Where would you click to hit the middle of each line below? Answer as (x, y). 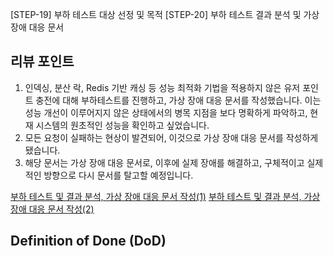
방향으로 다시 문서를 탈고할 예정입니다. (118, 175)
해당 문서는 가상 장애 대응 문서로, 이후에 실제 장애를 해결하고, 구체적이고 (164, 162)
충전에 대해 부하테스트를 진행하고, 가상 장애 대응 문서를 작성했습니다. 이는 (178, 100)
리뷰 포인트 (42, 61)
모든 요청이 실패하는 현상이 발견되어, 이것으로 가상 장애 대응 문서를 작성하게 (171, 137)
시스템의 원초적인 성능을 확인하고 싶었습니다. (122, 125)
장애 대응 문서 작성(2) (52, 209)
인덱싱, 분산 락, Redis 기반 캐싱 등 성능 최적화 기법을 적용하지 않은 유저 (162, 87)
